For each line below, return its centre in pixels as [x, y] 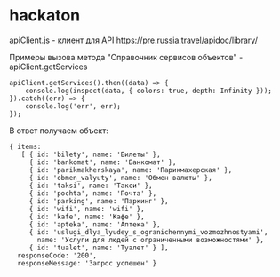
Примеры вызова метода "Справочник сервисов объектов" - [126, 57]
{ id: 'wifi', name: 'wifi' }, [87, 209]
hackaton [45, 16]
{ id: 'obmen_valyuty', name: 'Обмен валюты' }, [121, 178]
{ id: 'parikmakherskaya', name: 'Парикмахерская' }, [131, 170]
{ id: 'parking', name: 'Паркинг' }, [99, 201]
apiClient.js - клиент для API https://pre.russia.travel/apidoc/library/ [133, 40]
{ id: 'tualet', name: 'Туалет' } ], [99, 248]
